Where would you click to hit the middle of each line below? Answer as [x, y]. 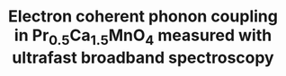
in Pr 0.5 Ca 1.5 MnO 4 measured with [143, 37]
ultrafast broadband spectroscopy [143, 58]
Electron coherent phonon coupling [143, 17]
